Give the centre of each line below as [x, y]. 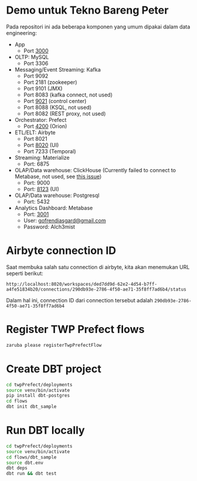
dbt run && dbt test [32, 474]
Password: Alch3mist [49, 227]
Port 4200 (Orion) [45, 126]
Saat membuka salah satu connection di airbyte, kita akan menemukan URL [98, 267]
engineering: [22, 33]
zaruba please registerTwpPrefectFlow [54, 345]
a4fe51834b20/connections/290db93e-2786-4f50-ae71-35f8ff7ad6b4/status [96, 289]
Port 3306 [36, 63]
